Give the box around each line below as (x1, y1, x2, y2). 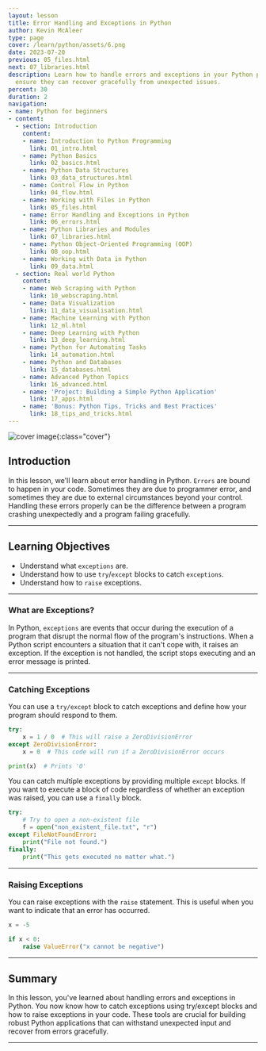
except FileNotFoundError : (8, 830, 97, 839)
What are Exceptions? (8, 604, 95, 616)
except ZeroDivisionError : (8, 740, 97, 748)
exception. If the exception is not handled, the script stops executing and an (8, 648, 256, 658)
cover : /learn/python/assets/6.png (8, 41, 126, 49)
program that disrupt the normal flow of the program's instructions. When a (8, 631, 254, 641)
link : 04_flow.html (28, 188, 93, 197)
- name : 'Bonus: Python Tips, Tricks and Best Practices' (22, 402, 218, 411)
